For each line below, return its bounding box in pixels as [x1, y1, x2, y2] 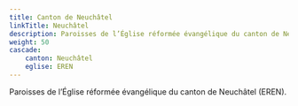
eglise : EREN [25, 63, 74, 72]
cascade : [9, 46, 42, 55]
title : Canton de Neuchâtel [9, 12, 114, 22]
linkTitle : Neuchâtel [9, 21, 90, 30]
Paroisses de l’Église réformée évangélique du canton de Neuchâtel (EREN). [9, 86, 287, 97]
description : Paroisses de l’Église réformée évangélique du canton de [9, 29, 279, 38]
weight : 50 [9, 37, 50, 47]
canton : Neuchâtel [25, 54, 93, 63]
